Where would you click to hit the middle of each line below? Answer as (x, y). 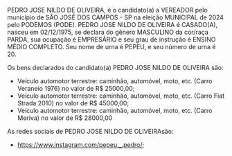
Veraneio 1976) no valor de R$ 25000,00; (76, 88)
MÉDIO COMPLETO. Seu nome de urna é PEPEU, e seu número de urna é (111, 47)
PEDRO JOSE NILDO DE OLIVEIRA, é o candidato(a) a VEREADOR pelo (107, 10)
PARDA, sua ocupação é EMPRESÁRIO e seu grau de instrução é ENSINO (111, 40)
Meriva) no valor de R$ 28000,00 (65, 118)
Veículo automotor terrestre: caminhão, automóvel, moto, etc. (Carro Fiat (121, 96)
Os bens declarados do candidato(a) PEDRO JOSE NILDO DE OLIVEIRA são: (115, 68)
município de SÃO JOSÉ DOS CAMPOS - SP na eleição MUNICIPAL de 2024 (115, 17)
